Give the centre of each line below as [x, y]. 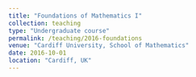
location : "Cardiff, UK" [50, 61]
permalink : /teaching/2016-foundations [75, 38]
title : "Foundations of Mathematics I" [75, 16]
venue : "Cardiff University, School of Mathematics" [99, 46]
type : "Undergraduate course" [59, 30]
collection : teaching [45, 23]
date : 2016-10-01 [38, 53]
